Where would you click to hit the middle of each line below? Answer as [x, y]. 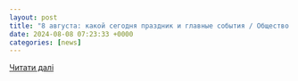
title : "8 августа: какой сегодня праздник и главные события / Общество [149, 26]
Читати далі [32, 68]
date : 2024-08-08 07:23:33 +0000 [71, 34]
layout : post [33, 17]
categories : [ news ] [46, 42]
